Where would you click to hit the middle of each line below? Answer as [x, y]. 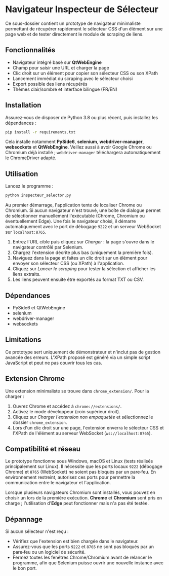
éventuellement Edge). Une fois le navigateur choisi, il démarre [71, 221]
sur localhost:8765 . [26, 232]
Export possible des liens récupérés [50, 84]
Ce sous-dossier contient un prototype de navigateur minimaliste [73, 23]
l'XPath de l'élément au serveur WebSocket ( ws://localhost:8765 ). [82, 433]
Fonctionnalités [30, 50]
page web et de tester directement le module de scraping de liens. [75, 34]
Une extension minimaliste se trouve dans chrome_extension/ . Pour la [77, 391]
